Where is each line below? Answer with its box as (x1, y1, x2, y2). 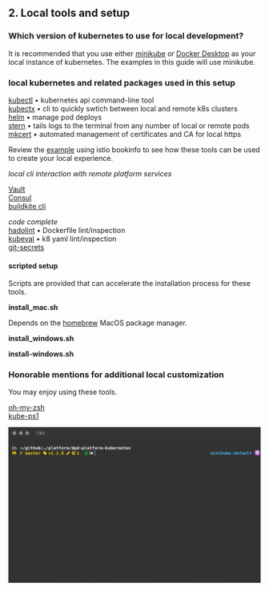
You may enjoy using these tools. (8, 388, 118, 397)
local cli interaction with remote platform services (8, 168, 172, 179)
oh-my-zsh (8, 403, 46, 412)
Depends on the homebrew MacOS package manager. (8, 318, 188, 328)
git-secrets (8, 242, 45, 251)
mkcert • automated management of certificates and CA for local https (8, 129, 242, 139)
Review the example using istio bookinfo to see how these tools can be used (8, 144, 260, 155)
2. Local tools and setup (8, 6, 130, 20)
